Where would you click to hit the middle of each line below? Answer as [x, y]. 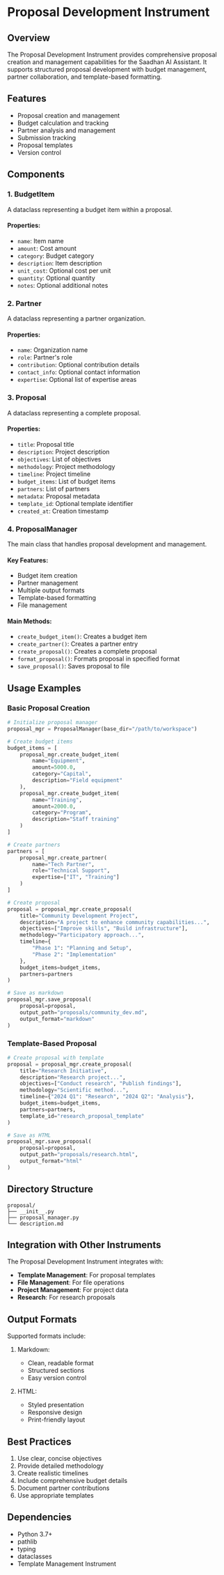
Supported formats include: [47, 1336]
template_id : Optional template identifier [75, 503]
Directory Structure [50, 1189]
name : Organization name [53, 350]
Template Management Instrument [66, 1564]
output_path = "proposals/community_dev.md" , [84, 1012]
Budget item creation [47, 576]
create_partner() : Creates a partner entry [78, 644]
